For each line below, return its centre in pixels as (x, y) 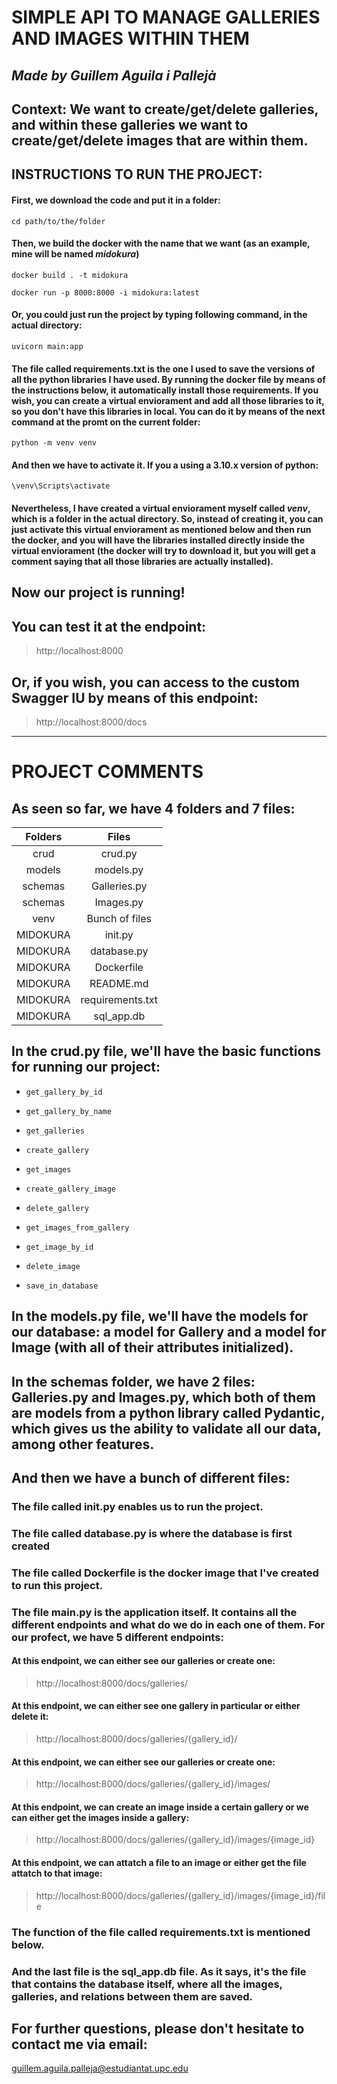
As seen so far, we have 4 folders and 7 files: (153, 808)
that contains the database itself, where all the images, (147, 1984)
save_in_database (62, 1286)
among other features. (83, 1444)
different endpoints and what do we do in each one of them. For (168, 1624)
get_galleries (55, 1131)
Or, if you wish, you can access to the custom (155, 682)
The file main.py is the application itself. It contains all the (154, 1612)
